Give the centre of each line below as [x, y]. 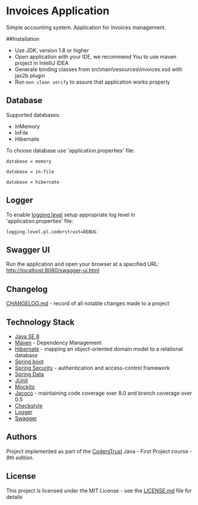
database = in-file [30, 171]
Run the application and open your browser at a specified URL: [83, 264]
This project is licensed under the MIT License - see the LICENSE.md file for [99, 490]
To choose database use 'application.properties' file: [71, 150]
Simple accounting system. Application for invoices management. [86, 27]
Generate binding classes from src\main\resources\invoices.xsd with [98, 69]
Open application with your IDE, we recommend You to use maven [95, 56]
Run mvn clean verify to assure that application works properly [92, 82]
